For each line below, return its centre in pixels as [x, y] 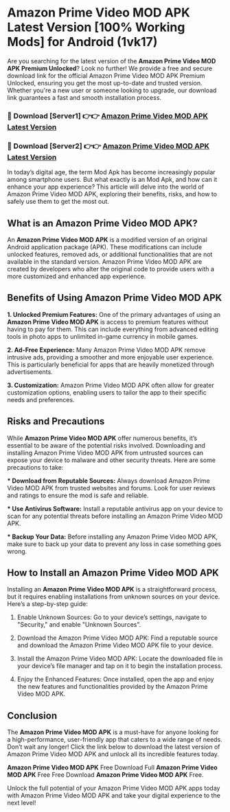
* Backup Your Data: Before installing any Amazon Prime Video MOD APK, [113, 537]
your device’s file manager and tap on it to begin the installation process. [120, 666]
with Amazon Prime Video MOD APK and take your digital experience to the [114, 795]
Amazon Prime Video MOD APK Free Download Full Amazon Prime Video [112, 768]
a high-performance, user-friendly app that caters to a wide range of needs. [115, 740]
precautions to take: [35, 467]
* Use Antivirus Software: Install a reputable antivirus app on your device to [115, 508]
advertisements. [30, 372]
